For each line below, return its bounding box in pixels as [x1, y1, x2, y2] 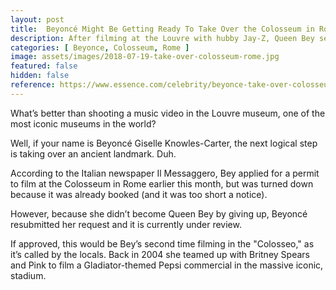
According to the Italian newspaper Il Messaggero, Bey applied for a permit [10, 167, 320, 179]
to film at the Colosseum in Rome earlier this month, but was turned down [10, 177, 314, 190]
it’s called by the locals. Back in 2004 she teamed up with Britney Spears [10, 248, 310, 260]
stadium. [10, 269, 47, 281]
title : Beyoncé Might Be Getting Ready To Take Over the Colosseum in [10, 24, 315, 34]
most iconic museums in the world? [10, 117, 157, 130]
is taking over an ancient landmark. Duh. [10, 147, 177, 160]
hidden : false [10, 71, 70, 81]
